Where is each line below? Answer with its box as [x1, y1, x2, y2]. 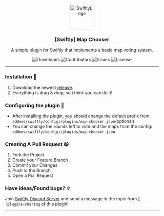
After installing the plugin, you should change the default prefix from [12, 113, 150, 119]
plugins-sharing [5, 202, 41, 207]
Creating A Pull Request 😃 [5, 141, 69, 148]
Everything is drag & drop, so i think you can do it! [12, 89, 113, 95]
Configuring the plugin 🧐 [5, 102, 64, 108]
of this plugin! [41, 201, 69, 207]
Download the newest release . [12, 85, 73, 90]
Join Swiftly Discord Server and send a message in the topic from [5, 196, 137, 202]
